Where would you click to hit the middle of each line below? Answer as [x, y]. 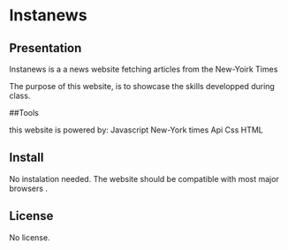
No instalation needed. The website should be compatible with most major [144, 178]
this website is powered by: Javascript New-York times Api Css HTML [136, 130]
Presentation [45, 48]
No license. [30, 237]
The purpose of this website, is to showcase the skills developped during [142, 86]
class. [20, 95]
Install [27, 158]
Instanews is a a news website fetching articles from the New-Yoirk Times [144, 69]
